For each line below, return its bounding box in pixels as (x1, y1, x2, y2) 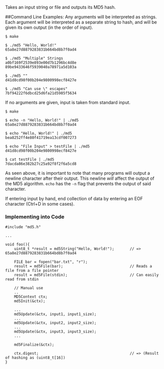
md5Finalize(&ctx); (14, 342, 55, 348)
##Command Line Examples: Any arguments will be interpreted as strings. (5, 14, 157, 19)
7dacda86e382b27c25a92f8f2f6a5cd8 (5, 161, 77, 166)
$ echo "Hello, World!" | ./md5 (5, 131, 72, 136)
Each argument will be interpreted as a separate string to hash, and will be (5, 19, 158, 25)
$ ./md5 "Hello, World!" (5, 43, 57, 48)
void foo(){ (5, 242, 30, 247)
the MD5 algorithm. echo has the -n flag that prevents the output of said (5, 181, 152, 186)
